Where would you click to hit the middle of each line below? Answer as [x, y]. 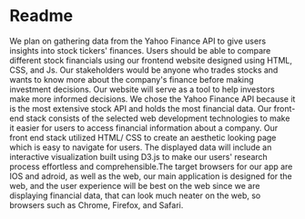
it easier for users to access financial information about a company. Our [144, 127]
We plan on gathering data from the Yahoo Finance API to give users [138, 41]
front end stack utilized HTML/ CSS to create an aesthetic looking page [143, 137]
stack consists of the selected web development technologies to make [158, 118]
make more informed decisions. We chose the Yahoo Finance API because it [152, 99]
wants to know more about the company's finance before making [132, 79]
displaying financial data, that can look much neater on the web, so [135, 195]
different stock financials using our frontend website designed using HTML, [151, 60]
